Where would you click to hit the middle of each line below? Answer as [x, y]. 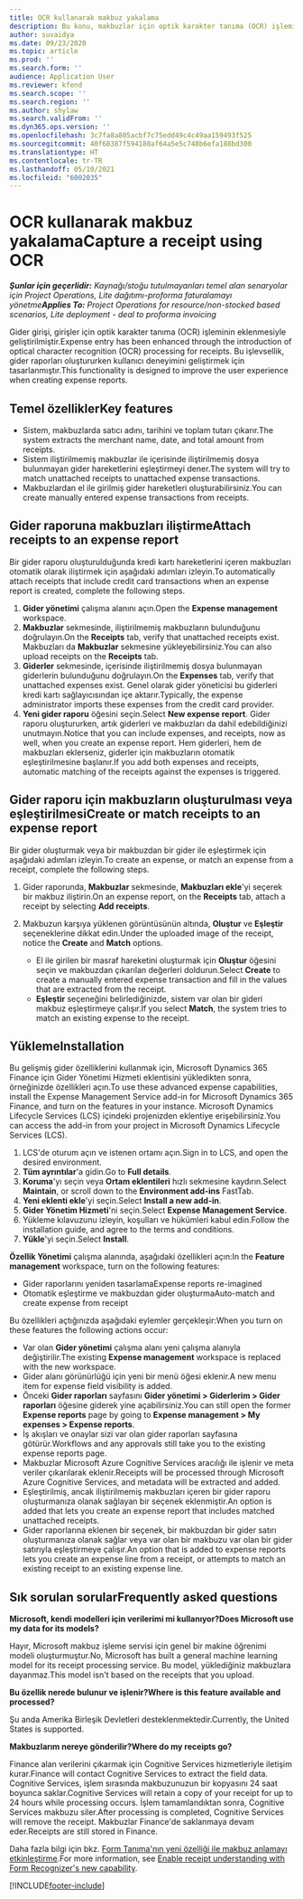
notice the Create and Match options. [92, 942]
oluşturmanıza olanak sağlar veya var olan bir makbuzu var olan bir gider [157, 1540]
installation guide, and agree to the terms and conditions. [128, 1230]
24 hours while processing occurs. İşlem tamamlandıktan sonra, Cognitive [147, 1803]
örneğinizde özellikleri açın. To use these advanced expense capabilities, [143, 1087]
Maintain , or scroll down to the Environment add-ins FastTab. [138, 1191]
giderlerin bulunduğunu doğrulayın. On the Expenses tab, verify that [148, 676]
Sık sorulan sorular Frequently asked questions [143, 1597]
